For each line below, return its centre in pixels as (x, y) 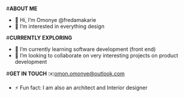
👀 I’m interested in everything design (60, 26)
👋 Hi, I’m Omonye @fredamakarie (55, 20)
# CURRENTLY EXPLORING (39, 38)
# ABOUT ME (22, 9)
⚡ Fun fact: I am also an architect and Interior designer (81, 88)
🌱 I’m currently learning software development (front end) (85, 49)
